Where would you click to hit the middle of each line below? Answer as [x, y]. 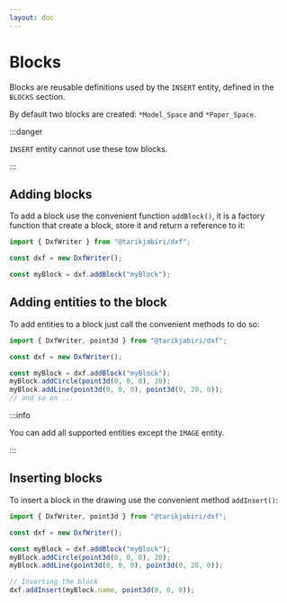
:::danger [26, 131]
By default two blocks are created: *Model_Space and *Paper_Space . [133, 114]
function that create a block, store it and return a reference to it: [127, 226]
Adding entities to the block [89, 302]
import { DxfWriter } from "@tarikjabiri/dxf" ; [100, 242]
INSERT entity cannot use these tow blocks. [89, 148]
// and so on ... [42, 398]
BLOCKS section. [37, 96]
